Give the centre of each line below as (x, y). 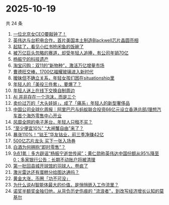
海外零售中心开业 (44, 116)
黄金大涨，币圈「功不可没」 (42, 178)
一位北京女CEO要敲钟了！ (40, 34)
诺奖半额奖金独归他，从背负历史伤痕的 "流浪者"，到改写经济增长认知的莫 (88, 191)
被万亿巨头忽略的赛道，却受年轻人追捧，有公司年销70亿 (71, 53)
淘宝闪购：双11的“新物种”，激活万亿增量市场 (59, 65)
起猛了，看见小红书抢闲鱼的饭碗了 (48, 46)
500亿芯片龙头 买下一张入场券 (44, 141)
